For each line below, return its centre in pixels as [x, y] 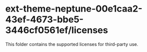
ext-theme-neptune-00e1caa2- [74, 9]
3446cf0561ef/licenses [57, 30]
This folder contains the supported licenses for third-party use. [72, 44]
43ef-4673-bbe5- [44, 19]
